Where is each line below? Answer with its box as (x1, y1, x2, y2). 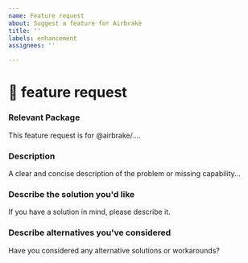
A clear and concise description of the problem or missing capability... (8, 168, 242, 178)
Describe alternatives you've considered (8, 227, 172, 238)
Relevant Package (8, 112, 81, 123)
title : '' (8, 27, 42, 35)
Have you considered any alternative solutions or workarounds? (8, 245, 220, 255)
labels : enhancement (8, 34, 78, 43)
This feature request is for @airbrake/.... (8, 130, 141, 140)
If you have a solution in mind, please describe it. (8, 207, 171, 217)
